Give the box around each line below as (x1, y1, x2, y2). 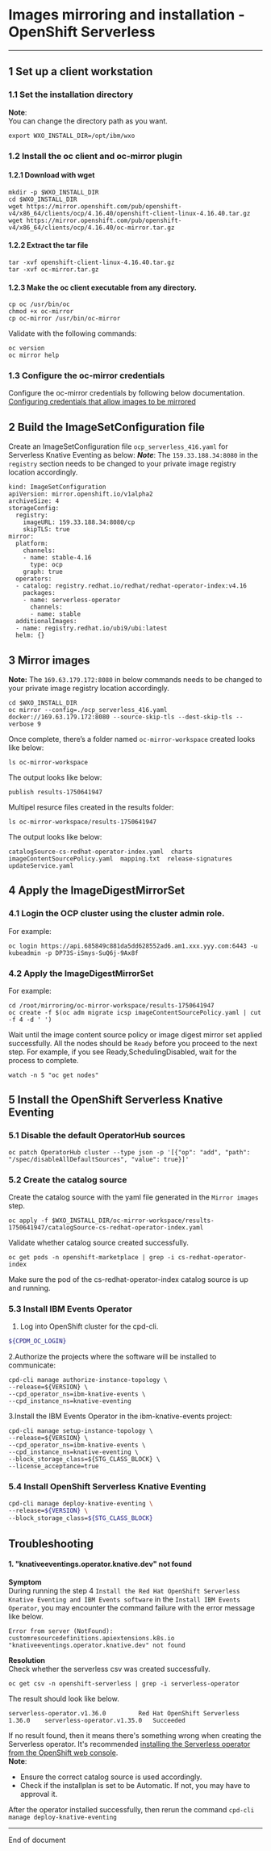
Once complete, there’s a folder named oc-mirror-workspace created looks (8, 735, 256, 744)
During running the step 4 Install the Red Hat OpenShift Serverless (8, 1585, 240, 1595)
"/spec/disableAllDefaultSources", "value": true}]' (8, 1155, 190, 1163)
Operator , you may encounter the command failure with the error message (8, 1602, 256, 1612)
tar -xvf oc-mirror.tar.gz (8, 265, 99, 274)
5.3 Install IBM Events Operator (8, 1303, 133, 1314)
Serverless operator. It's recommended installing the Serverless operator (8, 1739, 251, 1748)
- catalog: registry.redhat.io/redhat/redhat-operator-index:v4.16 (15, 582, 248, 590)
